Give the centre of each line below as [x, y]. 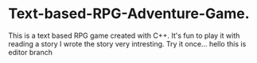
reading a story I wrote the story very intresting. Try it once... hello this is [127, 43]
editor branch [31, 52]
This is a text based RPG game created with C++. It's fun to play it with [124, 35]
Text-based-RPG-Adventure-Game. [129, 14]
